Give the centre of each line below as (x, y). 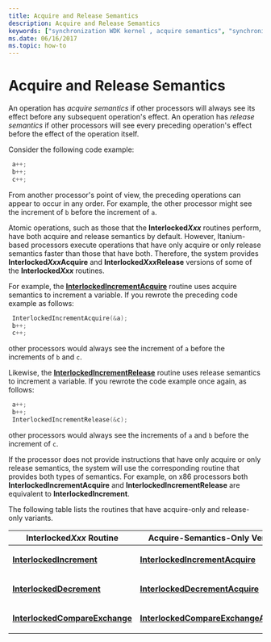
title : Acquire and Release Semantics (73, 16)
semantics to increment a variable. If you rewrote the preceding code (123, 295)
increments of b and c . (45, 357)
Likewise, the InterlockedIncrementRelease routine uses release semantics (134, 373)
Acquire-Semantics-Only (199, 538)
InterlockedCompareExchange (72, 618)
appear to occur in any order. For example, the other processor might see (130, 204)
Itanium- (231, 236)
